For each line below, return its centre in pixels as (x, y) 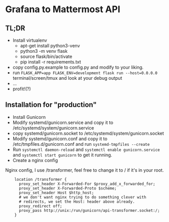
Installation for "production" (51, 105)
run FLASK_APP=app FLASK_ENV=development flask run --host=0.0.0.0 (85, 73)
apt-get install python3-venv (50, 46)
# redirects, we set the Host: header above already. (77, 202)
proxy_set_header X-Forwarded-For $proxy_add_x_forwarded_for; (87, 184)
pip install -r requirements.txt (50, 62)
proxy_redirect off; (40, 206)
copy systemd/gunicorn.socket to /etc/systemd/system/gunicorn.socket (88, 133)
